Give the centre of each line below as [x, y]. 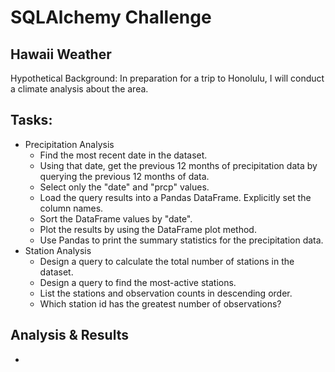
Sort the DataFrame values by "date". [116, 218]
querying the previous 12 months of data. [124, 176]
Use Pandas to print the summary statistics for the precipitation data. [181, 240]
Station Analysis [58, 250]
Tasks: [31, 120]
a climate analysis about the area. [79, 89]
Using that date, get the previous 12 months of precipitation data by [178, 165]
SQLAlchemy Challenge [111, 17]
